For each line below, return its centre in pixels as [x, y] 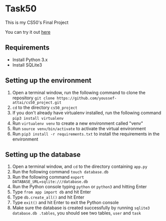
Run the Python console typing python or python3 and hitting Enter [80, 187]
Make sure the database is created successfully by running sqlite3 [81, 208]
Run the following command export [48, 177]
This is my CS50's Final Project [37, 22]
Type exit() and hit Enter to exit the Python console [65, 203]
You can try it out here [28, 32]
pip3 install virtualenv [38, 118]
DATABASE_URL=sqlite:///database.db [50, 182]
